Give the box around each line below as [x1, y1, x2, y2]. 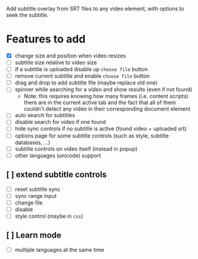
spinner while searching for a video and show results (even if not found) [14, 86, 193, 93]
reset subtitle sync [14, 185, 61, 193]
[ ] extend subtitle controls [6, 170, 107, 180]
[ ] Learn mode [6, 230, 62, 240]
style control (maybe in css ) [14, 212, 84, 220]
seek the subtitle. [6, 11, 49, 19]
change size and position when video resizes [14, 52, 126, 59]
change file [14, 199, 43, 206]
